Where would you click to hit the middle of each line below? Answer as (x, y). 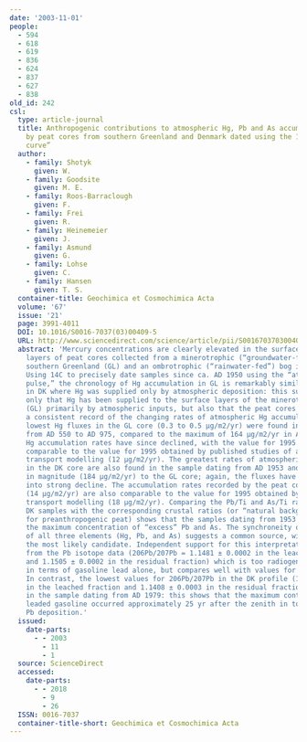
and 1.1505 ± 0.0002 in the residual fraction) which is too (144, 562)
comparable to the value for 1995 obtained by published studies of (159, 451)
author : (32, 154)
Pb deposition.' (57, 613)
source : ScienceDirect (61, 663)
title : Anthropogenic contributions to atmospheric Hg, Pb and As (147, 129)
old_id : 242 (32, 103)
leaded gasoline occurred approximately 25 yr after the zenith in (157, 604)
